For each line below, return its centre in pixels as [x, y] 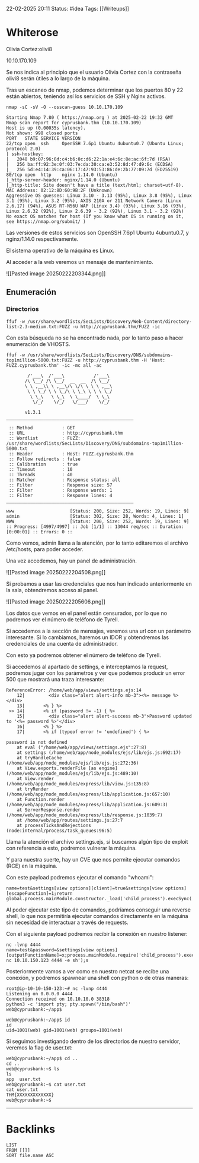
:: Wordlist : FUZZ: [45, 438]
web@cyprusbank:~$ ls [33, 1069]
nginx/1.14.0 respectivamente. [42, 239]
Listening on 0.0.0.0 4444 [39, 994]
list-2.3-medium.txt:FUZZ [38, 326]
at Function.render [41, 799]
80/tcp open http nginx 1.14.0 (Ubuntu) [62, 175]
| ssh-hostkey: [25, 154]
